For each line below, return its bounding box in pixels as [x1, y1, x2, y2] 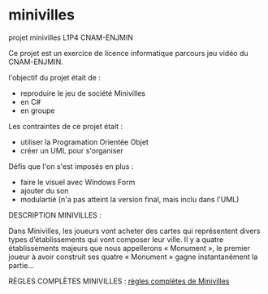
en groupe [19, 106, 55, 115]
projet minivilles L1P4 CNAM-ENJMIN [8, 32, 134, 42]
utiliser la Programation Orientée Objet [19, 136, 149, 147]
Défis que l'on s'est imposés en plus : [8, 161, 134, 171]
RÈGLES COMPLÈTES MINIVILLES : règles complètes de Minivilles [8, 276, 230, 286]
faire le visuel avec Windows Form [19, 177, 136, 187]
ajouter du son [19, 185, 69, 196]
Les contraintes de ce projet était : [8, 121, 123, 131]
